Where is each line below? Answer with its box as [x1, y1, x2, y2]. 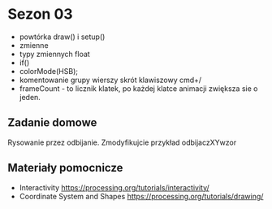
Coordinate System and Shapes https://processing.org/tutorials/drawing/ [19, 191, 264, 201]
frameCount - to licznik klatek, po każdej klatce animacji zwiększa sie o [19, 83, 258, 94]
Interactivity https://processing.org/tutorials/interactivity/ [19, 182, 210, 192]
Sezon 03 [7, 5, 74, 24]
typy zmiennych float [19, 49, 90, 59]
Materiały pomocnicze [7, 161, 123, 175]
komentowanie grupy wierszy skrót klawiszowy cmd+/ [19, 75, 202, 85]
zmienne [19, 40, 50, 50]
